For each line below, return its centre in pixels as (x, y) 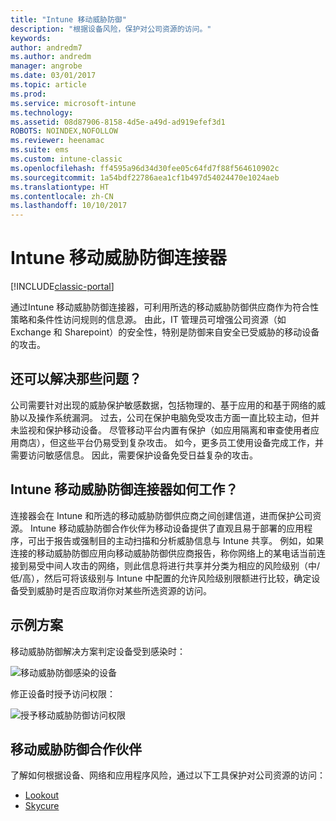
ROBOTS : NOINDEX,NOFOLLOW (64, 131)
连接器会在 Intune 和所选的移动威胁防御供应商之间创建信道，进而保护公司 (161, 515)
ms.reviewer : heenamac (57, 141)
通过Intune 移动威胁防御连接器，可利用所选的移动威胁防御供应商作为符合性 (165, 307)
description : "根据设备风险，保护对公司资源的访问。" (111, 29)
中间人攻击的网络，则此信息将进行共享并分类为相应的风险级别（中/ (182, 565)
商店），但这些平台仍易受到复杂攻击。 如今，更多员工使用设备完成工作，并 (171, 442)
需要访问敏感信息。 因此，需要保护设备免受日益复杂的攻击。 (134, 455)
